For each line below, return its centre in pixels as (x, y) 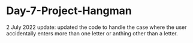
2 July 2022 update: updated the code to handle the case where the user (96, 27)
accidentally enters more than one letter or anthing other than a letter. (92, 33)
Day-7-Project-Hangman (69, 11)
